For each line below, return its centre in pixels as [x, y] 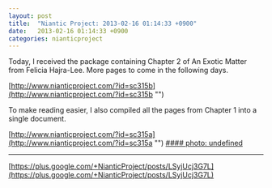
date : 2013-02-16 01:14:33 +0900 [68, 31]
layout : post [30, 16]
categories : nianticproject [56, 38]
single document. [37, 119]
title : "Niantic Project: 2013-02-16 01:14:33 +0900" [103, 23]
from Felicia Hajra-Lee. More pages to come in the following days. [119, 70]
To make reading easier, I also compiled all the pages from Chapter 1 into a [133, 110]
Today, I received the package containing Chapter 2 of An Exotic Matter [127, 62]
